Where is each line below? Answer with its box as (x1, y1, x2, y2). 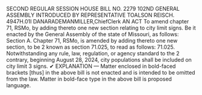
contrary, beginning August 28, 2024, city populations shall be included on (6, 57, 192, 63)
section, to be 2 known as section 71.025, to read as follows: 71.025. (6, 43, 175, 51)
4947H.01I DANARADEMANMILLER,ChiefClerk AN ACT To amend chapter (6, 18, 189, 25)
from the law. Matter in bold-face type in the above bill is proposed (6, 75, 172, 82)
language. (6, 82, 31, 89)
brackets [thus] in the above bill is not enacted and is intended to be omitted (6, 69, 195, 76)
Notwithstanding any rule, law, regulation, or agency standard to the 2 (6, 50, 180, 57)
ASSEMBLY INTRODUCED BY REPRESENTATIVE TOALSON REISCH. (6, 11, 175, 19)
